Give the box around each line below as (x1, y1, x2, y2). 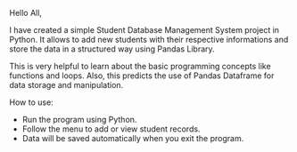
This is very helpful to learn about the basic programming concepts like (9, 61, 271, 71)
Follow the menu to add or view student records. (21, 124, 201, 134)
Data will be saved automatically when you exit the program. (21, 133, 244, 143)
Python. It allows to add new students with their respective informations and (9, 35, 289, 44)
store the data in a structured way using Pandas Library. (9, 44, 216, 54)
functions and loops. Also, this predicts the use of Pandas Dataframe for (9, 70, 275, 81)
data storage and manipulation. (9, 80, 124, 90)
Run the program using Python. (21, 115, 137, 124)
